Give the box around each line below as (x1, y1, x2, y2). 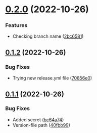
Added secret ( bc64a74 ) (12, 116, 64, 123)
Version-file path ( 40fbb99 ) (12, 122, 71, 128)
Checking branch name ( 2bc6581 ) (12, 33, 84, 39)
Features (5, 22, 28, 29)
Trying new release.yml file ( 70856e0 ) (12, 75, 92, 81)
